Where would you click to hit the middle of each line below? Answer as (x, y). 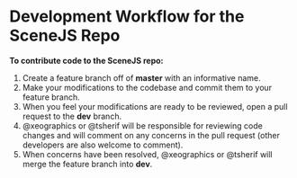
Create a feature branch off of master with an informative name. (141, 77)
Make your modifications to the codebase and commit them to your (147, 87)
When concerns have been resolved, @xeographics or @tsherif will (147, 154)
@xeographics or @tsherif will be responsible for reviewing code (142, 125)
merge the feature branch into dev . (87, 164)
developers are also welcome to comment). (103, 145)
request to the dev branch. (72, 116)
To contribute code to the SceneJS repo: (86, 60)
